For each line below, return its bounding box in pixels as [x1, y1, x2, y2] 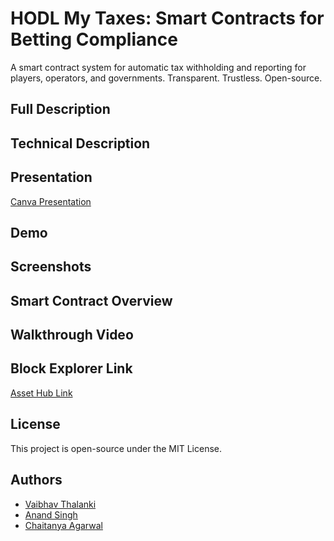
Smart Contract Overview [10, 292, 173, 309]
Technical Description [10, 135, 151, 152]
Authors [10, 472, 63, 489]
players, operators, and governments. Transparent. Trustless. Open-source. [10, 72, 323, 84]
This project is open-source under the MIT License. [10, 442, 223, 454]
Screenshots [10, 258, 92, 276]
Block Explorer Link [10, 360, 133, 377]
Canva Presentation [10, 195, 92, 207]
